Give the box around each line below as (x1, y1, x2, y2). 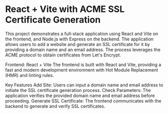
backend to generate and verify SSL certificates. (5, 103, 105, 109)
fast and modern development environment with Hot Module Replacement (5, 66, 158, 73)
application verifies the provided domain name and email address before (5, 92, 155, 98)
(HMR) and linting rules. (5, 72, 54, 78)
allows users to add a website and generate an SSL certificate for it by (5, 41, 150, 47)
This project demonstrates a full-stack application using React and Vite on (5, 30, 158, 36)
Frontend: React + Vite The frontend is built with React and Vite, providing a (5, 61, 161, 67)
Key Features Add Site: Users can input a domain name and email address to (5, 81, 163, 88)
